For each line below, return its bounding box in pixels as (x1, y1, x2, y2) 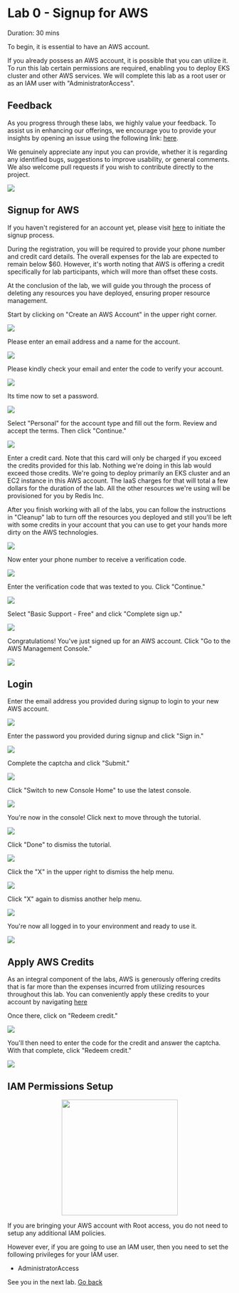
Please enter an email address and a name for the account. (7, 337, 180, 346)
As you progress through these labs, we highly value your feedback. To (7, 118, 216, 127)
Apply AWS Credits (7, 956, 95, 968)
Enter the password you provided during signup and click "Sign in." (7, 732, 204, 741)
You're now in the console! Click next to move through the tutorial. (7, 813, 201, 822)
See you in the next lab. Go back (7, 1278, 103, 1286)
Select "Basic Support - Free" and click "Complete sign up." (7, 609, 183, 618)
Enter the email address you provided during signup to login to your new (7, 697, 219, 706)
